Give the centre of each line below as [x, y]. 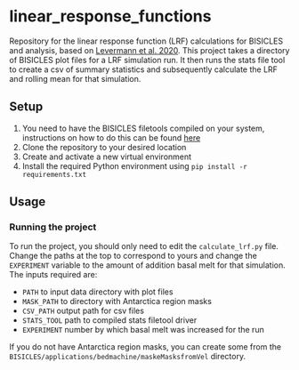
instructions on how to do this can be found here [111, 137]
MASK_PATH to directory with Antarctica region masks [117, 302]
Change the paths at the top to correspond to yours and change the [133, 256]
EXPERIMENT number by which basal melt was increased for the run [143, 330]
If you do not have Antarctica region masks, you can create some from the [145, 347]
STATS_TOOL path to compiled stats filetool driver [109, 320]
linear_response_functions [110, 16]
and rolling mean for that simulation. [75, 78]
